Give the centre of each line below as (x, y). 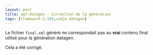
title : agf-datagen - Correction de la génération (58, 14)
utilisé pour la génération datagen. (40, 38)
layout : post (18, 10)
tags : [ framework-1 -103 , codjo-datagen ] (46, 19)
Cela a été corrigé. (24, 48)
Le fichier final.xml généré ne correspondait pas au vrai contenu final (77, 33)
